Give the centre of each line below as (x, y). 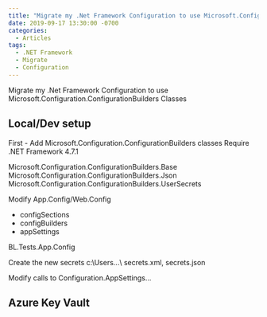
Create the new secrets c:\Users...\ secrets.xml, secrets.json (107, 262)
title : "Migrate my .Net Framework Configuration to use (104, 16)
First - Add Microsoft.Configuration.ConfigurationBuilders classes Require (129, 143)
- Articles (33, 38)
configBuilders (44, 223)
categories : (28, 30)
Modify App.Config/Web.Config (60, 199)
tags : (17, 45)
